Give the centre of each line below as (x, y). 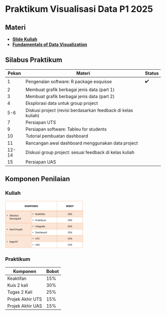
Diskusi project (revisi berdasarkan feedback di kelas (79, 110)
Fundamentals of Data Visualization (50, 45)
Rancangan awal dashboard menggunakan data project (82, 143)
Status (152, 73)
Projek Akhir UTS (24, 299)
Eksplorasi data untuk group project (62, 103)
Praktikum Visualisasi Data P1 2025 (79, 9)
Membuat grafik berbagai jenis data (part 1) (70, 90)
